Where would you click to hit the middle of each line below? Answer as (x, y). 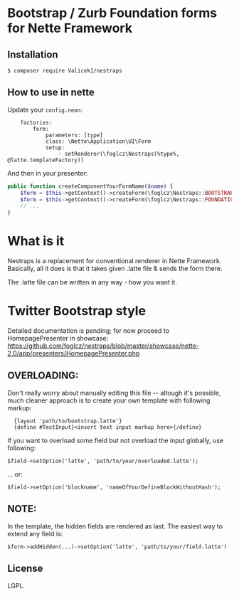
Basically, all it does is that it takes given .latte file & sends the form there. (115, 269)
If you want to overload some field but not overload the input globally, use (116, 440)
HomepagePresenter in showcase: (58, 339)
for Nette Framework (70, 28)
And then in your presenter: (48, 173)
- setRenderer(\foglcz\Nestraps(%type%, (119, 154)
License (25, 569)
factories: (36, 122)
